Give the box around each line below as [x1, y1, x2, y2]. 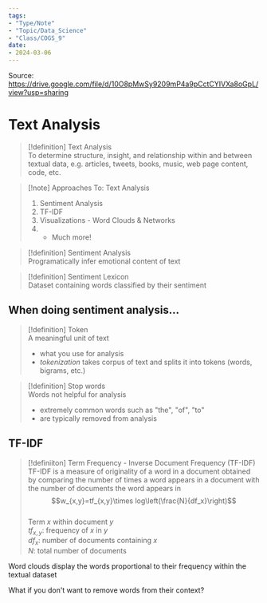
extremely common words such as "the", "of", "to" [39, 405, 205, 415]
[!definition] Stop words [27, 381, 106, 391]
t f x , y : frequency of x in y [27, 525, 108, 537]
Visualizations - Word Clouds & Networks [39, 215, 175, 224]
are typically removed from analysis [39, 413, 158, 423]
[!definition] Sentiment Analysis [27, 248, 132, 257]
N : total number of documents [27, 546, 128, 556]
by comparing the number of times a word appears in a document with [27, 474, 260, 484]
